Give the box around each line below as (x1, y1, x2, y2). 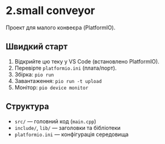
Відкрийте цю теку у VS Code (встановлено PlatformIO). (14, 57, 160, 65)
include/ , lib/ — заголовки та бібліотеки (14, 124, 121, 131)
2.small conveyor (5, 4, 96, 18)
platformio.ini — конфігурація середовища (14, 131, 129, 138)
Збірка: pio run (14, 71, 54, 78)
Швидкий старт (5, 41, 68, 52)
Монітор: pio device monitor (14, 84, 89, 91)
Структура (5, 101, 49, 112)
